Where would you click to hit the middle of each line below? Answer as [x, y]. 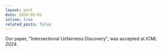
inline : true [19, 19]
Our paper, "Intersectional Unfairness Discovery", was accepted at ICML [81, 39]
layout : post [19, 10]
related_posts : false [28, 24]
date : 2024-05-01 [24, 15]
